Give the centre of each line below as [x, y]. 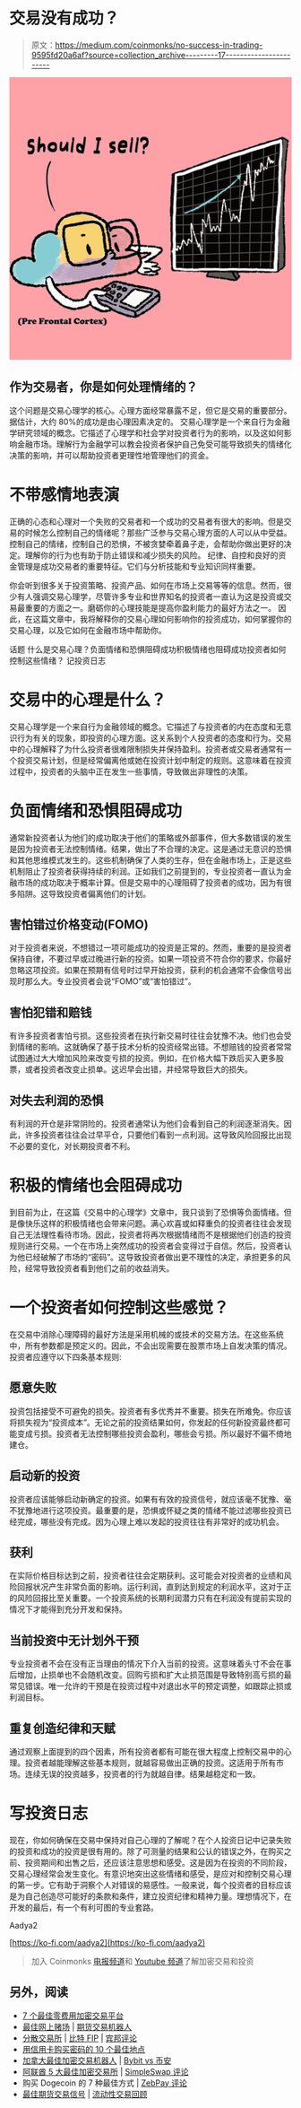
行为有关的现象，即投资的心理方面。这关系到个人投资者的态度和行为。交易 [154, 737]
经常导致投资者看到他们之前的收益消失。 [99, 1268]
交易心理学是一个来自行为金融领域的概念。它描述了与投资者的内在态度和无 [146, 727]
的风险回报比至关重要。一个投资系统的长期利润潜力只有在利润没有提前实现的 [150, 1598]
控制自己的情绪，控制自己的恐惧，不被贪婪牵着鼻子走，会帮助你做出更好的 [146, 544]
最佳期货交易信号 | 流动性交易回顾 [85, 2094]
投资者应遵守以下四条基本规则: [66, 1356]
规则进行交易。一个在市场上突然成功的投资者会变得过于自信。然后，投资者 [146, 1246]
